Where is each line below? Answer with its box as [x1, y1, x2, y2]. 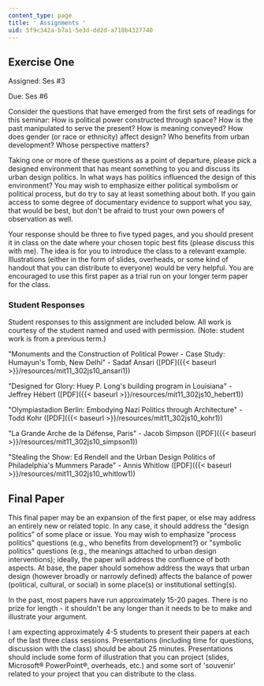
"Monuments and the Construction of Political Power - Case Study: [8, 349, 225, 359]
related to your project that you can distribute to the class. [8, 669, 197, 679]
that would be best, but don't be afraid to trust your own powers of [8, 206, 225, 215]
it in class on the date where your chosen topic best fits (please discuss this [8, 238, 255, 248]
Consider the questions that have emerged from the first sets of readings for [8, 107, 256, 117]
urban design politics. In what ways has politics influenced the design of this [8, 173, 256, 182]
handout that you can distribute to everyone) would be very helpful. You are [8, 263, 254, 273]
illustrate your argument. [8, 612, 88, 621]
